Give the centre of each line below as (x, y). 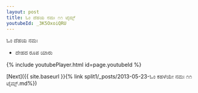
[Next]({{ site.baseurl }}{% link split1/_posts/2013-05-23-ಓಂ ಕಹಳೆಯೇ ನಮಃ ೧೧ (99, 77)
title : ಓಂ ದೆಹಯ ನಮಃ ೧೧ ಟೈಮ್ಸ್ (41, 18)
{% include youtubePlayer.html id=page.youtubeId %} (74, 65)
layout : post (23, 12)
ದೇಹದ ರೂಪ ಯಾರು (34, 53)
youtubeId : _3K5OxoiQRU (37, 23)
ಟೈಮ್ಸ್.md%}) (22, 83)
